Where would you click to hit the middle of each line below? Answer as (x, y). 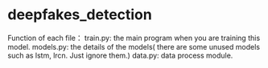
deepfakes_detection (80, 15)
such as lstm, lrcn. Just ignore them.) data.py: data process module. (120, 55)
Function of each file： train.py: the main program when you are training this (134, 38)
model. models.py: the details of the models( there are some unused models (134, 46)
